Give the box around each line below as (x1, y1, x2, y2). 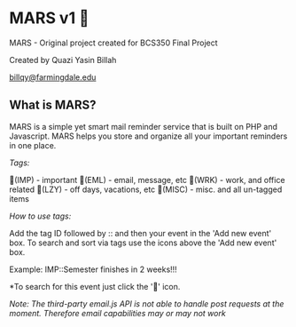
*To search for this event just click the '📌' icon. (9, 281, 181, 291)
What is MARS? (9, 98, 97, 113)
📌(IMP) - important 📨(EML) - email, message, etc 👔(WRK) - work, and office (9, 174, 285, 185)
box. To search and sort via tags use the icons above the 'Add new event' (9, 237, 277, 248)
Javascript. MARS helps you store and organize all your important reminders (9, 131, 288, 141)
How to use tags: (9, 211, 72, 221)
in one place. (9, 140, 57, 150)
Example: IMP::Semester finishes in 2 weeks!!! (9, 264, 177, 275)
